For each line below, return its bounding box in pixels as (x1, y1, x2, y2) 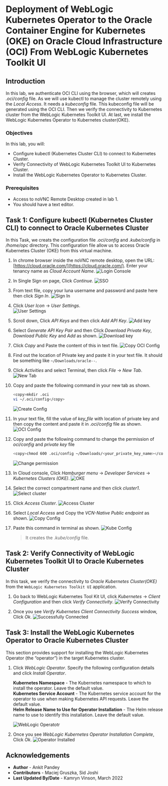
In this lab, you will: (5, 141, 45, 147)
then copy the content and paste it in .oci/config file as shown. (12, 421, 142, 427)
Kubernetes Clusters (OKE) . (12, 475, 70, 481)
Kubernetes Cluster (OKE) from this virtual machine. (5, 248, 113, 254)
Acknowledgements (5, 751, 70, 760)
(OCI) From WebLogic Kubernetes (5, 46, 149, 58)
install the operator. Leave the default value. (12, 685, 104, 691)
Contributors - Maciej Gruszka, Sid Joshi (12, 770, 98, 776)
